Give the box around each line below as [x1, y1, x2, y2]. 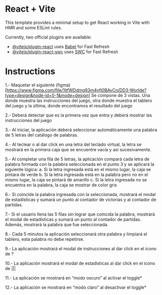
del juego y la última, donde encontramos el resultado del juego [5, 102, 133, 108]
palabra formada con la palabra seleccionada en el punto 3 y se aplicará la [5, 161, 155, 167]
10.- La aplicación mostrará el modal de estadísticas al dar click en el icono [5, 260, 156, 266]
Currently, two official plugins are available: [5, 34, 92, 40]
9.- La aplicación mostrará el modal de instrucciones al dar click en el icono [5, 245, 157, 252]
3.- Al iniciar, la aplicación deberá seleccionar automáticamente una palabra [5, 127, 157, 133]
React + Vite [5, 3, 56, 15]
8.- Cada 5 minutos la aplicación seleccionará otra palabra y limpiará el [5, 231, 147, 237]
